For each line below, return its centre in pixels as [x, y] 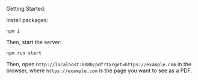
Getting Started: [26, 9]
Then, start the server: [34, 42]
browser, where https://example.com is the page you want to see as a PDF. [99, 70]
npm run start [24, 53]
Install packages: [27, 20]
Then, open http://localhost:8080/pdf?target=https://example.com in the [99, 64]
